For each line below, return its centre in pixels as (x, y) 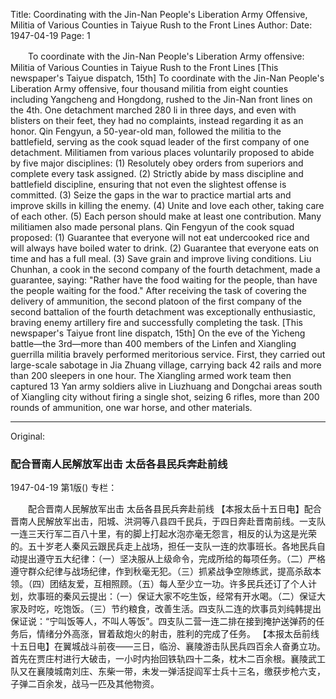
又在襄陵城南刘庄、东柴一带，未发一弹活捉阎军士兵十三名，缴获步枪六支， (172, 671)
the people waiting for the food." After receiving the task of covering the (158, 290)
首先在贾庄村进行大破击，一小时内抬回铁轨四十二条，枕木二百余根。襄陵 (159, 659)
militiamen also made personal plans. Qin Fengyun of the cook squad (152, 227)
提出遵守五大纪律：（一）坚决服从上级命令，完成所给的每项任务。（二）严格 (172, 559)
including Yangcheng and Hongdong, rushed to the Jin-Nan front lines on (161, 99)
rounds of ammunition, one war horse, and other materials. (131, 407)
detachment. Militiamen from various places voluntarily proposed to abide (162, 152)
